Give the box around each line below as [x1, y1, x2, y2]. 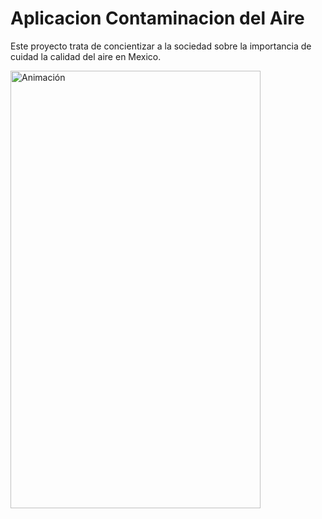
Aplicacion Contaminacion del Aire [10, 7, 305, 30]
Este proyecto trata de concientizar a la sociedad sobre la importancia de [10, 40, 312, 52]
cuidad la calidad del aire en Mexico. [10, 50, 162, 62]
